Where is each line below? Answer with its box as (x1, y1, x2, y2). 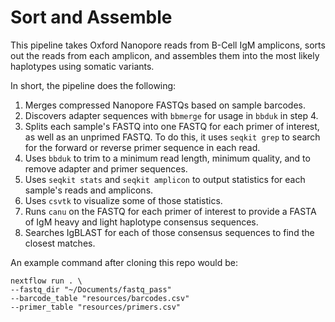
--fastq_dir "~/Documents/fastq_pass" (10, 284, 172, 295)
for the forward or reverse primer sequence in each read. (24, 141, 261, 153)
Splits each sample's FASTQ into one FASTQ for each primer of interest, (24, 120, 320, 132)
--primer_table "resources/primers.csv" (10, 302, 182, 312)
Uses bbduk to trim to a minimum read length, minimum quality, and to (24, 152, 311, 164)
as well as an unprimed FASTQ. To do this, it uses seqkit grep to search (24, 131, 321, 143)
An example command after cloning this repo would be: (10, 256, 238, 268)
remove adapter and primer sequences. (24, 162, 188, 175)
